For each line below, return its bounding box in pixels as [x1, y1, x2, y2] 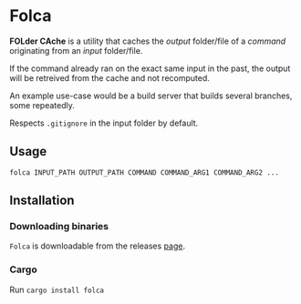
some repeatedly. [9, 99, 76, 110]
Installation [9, 193, 75, 208]
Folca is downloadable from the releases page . [9, 240, 185, 251]
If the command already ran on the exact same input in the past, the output [9, 63, 291, 74]
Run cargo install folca [9, 284, 105, 295]
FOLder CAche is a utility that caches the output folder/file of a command [9, 35, 286, 46]
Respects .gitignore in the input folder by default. [9, 117, 199, 128]
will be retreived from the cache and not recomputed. [9, 72, 210, 83]
